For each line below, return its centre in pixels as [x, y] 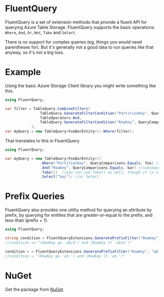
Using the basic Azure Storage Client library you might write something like [81, 86]
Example [23, 72]
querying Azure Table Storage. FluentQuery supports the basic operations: [80, 27]
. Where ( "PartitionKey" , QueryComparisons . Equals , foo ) [97, 163]
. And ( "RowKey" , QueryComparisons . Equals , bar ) [88, 168]
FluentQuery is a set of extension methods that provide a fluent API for [76, 22]
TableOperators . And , [61, 118]
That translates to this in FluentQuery [42, 141]
